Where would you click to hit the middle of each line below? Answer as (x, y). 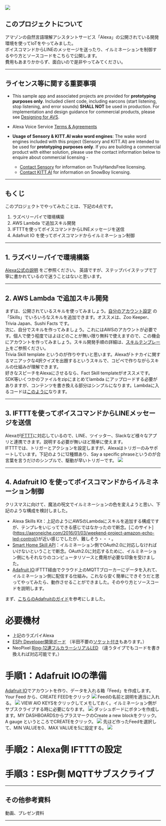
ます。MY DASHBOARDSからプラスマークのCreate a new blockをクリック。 (82, 715)
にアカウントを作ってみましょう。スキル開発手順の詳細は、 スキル (72, 342)
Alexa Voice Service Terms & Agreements (55, 126)
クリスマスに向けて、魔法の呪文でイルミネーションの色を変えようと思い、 (81, 504)
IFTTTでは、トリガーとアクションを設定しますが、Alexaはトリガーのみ (77, 448)
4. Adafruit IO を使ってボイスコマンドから (69, 482)
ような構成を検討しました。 (42, 510)
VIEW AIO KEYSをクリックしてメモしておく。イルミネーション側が (89, 703)
